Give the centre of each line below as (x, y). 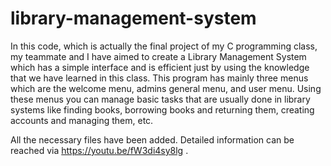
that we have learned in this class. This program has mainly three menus (159, 78)
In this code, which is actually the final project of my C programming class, (164, 46)
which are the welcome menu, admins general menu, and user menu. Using (166, 88)
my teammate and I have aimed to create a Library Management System (158, 56)
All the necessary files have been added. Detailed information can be (152, 139)
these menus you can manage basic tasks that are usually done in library (160, 99)
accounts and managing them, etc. (82, 120)
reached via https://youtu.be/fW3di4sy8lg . (99, 150)
